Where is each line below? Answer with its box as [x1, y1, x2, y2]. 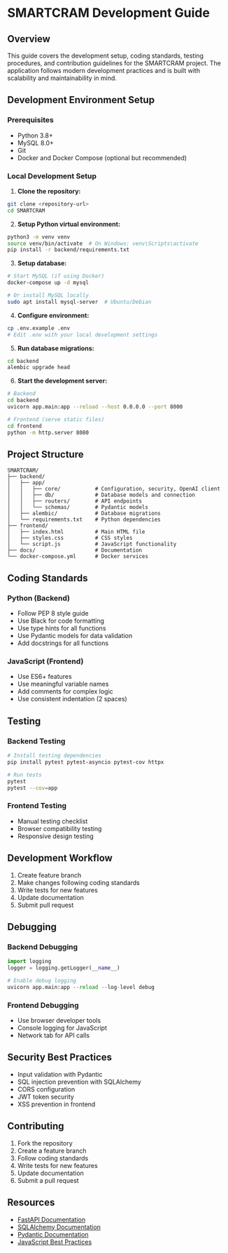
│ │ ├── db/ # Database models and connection [7, 491, 196, 499]
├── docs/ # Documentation [7, 547, 142, 554]
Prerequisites [7, 115, 54, 125]
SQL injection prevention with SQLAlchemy [17, 1078, 141, 1086]
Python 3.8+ [17, 131, 54, 140]
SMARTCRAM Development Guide [7, 5, 210, 21]
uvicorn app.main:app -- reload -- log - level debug [7, 983, 155, 990]
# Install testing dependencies [7, 753, 101, 760]
